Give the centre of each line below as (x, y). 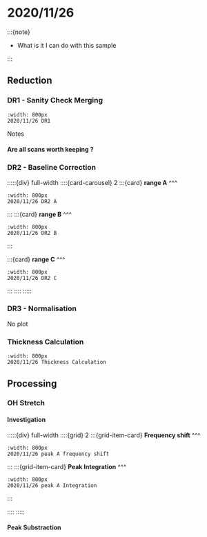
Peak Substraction (34, 527)
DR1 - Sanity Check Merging (55, 100)
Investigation (27, 420)
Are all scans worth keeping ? (50, 150)
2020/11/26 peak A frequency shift (58, 454)
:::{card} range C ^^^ (36, 259)
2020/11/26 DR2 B (32, 233)
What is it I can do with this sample (67, 45)
